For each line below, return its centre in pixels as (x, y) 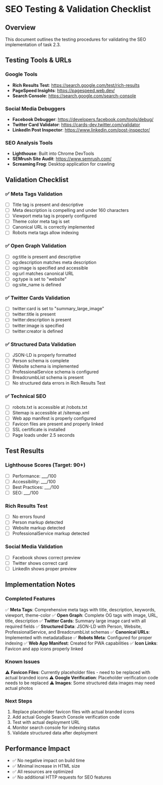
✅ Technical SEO (26, 396)
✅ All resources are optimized (43, 772)
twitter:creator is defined (38, 331)
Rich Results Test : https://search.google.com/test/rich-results (76, 85)
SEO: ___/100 (25, 493)
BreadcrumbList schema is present (48, 378)
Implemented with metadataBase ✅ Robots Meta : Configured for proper (79, 637)
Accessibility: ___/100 (34, 481)
